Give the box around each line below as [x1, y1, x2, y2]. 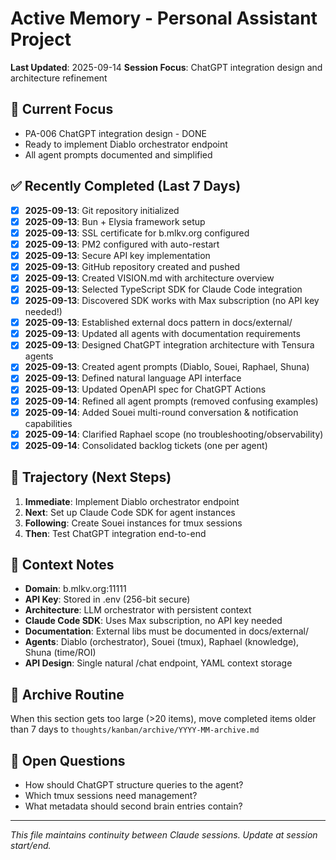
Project [10, 28, 72, 51]
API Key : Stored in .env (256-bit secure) [24, 593, 191, 606]
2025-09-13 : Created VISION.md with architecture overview [24, 272, 275, 284]
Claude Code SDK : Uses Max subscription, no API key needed [24, 615, 283, 627]
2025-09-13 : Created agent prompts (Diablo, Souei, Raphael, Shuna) [24, 361, 310, 373]
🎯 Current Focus [10, 101, 114, 118]
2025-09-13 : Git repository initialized [24, 204, 180, 216]
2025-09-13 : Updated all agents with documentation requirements [24, 328, 301, 340]
